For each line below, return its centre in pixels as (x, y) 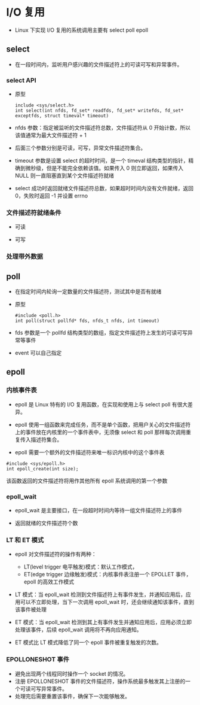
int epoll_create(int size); (42, 469)
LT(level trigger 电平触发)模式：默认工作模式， (81, 567)
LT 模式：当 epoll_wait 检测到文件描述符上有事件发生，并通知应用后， (100, 595)
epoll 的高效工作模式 (49, 582)
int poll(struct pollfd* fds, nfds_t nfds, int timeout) (87, 321)
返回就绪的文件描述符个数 (46, 523)
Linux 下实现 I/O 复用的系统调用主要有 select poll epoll (81, 30)
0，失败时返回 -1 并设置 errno (51, 196)
